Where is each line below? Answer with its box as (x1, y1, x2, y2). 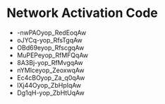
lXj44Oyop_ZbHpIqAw (16, 81, 82, 89)
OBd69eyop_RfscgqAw (16, 43, 85, 52)
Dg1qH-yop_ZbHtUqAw (16, 88, 85, 97)
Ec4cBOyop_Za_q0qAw (16, 73, 85, 82)
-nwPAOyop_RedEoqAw (16, 28, 87, 37)
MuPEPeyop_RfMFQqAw (16, 51, 89, 59)
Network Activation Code (6, 5, 158, 21)
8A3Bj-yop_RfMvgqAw (16, 58, 83, 67)
